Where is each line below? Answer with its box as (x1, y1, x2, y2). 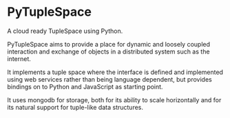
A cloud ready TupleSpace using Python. (7, 27, 123, 35)
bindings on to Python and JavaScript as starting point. (7, 82, 163, 91)
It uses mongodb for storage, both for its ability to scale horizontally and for (7, 95, 222, 104)
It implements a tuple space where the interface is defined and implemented (7, 68, 224, 76)
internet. (7, 54, 31, 62)
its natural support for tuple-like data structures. (7, 103, 143, 111)
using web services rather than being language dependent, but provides (7, 75, 212, 83)
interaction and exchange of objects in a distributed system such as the (7, 47, 210, 56)
